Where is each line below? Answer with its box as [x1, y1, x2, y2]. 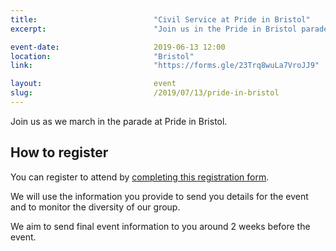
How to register [10, 144, 109, 161]
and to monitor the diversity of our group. [10, 201, 181, 213]
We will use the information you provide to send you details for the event [10, 190, 309, 202]
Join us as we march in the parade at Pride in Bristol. [10, 115, 228, 127]
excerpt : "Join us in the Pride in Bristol [10, 24, 298, 34]
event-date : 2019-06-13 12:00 [10, 42, 226, 52]
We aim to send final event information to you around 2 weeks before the [10, 220, 311, 232]
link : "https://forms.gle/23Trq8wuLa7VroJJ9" [10, 61, 320, 71]
